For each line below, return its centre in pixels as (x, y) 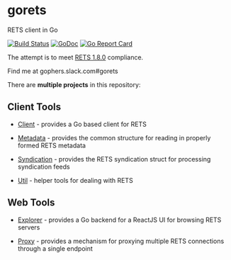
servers (29, 227)
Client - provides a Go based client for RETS (82, 124)
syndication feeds (44, 166)
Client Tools (34, 107)
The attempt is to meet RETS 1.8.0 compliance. (75, 57)
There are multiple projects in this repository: (74, 84)
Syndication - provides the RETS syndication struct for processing (114, 159)
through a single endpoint (55, 248)
